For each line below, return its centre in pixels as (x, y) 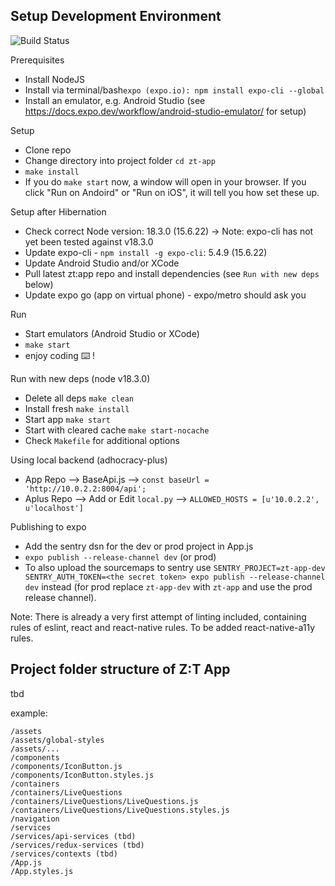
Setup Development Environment (116, 16)
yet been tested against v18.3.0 (89, 241)
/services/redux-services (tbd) (77, 845)
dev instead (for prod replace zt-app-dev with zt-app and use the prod (168, 586)
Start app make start (67, 419)
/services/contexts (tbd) (64, 854)
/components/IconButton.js (66, 766)
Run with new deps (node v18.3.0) (80, 378)
